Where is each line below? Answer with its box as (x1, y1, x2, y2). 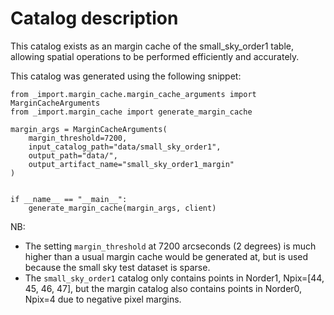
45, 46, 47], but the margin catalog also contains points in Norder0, (24, 282, 303, 294)
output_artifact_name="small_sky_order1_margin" (28, 159, 235, 169)
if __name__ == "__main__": (10, 194, 128, 204)
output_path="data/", (28, 150, 118, 161)
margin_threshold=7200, (28, 133, 128, 143)
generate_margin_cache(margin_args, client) (28, 203, 217, 213)
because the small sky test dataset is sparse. (24, 261, 211, 273)
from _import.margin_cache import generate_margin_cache (10, 107, 253, 117)
